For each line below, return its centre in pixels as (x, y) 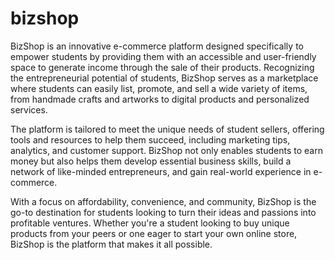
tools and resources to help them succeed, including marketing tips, (150, 139)
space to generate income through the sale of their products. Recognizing (162, 67)
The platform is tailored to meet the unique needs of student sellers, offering (167, 129)
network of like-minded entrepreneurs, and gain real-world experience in (161, 171)
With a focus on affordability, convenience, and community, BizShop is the (163, 201)
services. (29, 109)
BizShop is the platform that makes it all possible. (111, 244)
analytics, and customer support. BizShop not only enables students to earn (166, 150)
